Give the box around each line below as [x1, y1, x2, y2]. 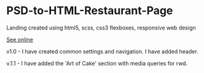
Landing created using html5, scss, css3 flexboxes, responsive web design [6, 24, 197, 31]
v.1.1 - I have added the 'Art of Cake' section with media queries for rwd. [6, 60, 188, 67]
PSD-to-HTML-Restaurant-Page [6, 4, 173, 18]
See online [6, 36, 34, 43]
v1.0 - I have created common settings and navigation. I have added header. [6, 47, 198, 55]
